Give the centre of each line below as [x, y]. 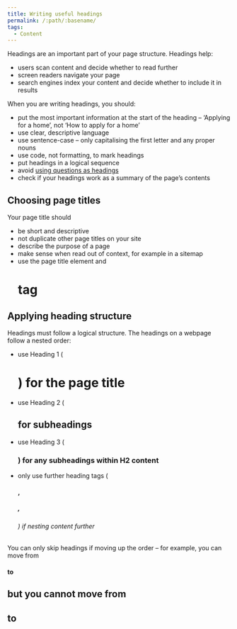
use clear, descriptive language [63, 133]
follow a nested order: [39, 340]
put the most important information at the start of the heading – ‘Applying [124, 118]
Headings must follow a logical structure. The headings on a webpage [109, 333]
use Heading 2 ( [41, 402]
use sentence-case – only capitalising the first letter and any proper [116, 140]
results [28, 90]
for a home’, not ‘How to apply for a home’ [79, 126]
